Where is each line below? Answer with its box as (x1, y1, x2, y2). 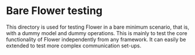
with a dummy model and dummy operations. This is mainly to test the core (6, 29, 187, 36)
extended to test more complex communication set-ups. (6, 42, 142, 49)
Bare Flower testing (6, 4, 103, 18)
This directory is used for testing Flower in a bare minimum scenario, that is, (6, 23, 189, 30)
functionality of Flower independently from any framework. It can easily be (6, 36, 186, 43)
